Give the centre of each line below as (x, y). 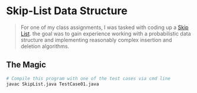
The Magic (26, 65)
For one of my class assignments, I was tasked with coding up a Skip (104, 27)
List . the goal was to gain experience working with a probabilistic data (106, 33)
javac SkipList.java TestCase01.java (53, 84)
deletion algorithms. (45, 46)
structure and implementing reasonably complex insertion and (96, 40)
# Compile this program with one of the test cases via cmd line (88, 78)
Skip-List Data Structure (67, 11)
